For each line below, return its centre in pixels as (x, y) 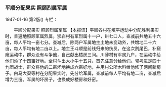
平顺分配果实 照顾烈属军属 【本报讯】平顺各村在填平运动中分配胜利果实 (86, 30)
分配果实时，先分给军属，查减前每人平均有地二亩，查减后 (102, 73)
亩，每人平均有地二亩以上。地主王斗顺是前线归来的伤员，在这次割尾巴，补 (81, 48)
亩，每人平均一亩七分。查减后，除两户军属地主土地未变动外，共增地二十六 (81, 43)
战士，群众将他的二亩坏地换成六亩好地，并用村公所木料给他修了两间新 (85, 67)
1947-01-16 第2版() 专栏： (31, 20)
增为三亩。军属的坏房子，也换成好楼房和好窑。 (53, 80)
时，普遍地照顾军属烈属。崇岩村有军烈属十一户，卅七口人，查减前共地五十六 (83, 36)
